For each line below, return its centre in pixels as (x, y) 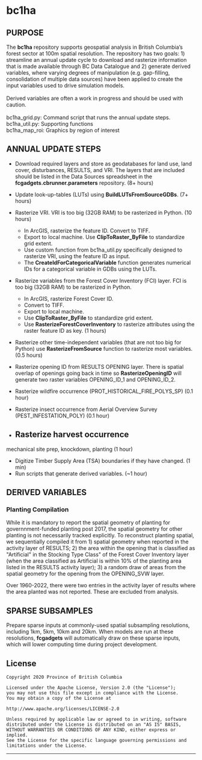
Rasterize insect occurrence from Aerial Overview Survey (86, 409)
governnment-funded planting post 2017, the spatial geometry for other (94, 529)
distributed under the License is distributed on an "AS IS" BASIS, (94, 724)
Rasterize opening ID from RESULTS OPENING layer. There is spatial (99, 366)
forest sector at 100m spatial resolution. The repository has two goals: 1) (96, 54)
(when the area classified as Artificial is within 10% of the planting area (94, 561)
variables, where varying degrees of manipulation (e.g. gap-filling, (88, 73)
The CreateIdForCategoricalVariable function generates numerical (107, 262)
